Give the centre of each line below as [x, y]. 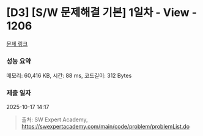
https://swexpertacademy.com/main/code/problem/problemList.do [105, 126]
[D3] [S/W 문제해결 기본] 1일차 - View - [102, 13]
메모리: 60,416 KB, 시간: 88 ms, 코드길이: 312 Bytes [69, 76]
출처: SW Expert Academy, [54, 119]
